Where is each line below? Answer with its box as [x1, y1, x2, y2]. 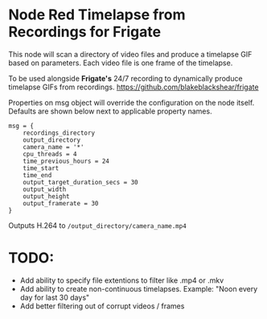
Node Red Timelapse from [8, 6, 187, 24]
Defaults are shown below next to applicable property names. [8, 106, 212, 116]
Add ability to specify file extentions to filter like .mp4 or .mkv [19, 275, 224, 285]
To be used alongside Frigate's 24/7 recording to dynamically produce [8, 73, 243, 83]
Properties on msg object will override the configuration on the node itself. [8, 97, 255, 107]
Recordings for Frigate [8, 23, 162, 41]
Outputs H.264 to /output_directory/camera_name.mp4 [8, 220, 187, 230]
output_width [23, 185, 67, 193]
